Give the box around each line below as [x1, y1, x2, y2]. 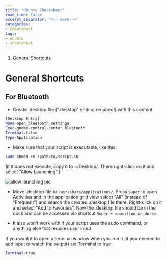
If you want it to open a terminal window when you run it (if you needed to [5, 236, 160, 241]
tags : [5, 31, 17, 36]
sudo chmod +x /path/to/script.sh [5, 154, 79, 160]
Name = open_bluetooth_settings [5, 121, 70, 126]
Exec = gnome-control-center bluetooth [5, 125, 86, 131]
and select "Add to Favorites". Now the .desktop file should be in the [12, 205, 156, 211]
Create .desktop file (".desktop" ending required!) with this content [12, 106, 153, 112]
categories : [5, 21, 31, 27]
